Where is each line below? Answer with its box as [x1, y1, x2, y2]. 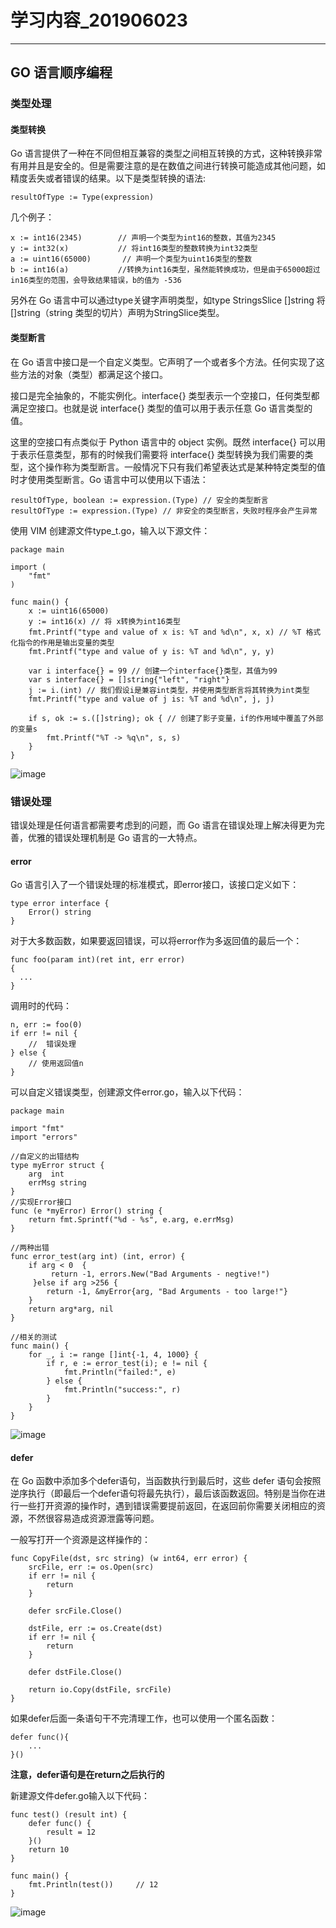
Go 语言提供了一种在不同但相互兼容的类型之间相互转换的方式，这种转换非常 [10, 147, 323, 160]
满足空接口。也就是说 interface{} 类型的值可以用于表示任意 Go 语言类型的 [10, 402, 313, 414]
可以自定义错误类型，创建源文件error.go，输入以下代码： [10, 1086, 245, 1098]
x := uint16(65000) [28, 606, 110, 616]
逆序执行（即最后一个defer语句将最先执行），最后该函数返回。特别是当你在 [10, 1487, 317, 1500]
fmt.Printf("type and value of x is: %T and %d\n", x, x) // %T [28, 627, 302, 637]
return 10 [28, 1845, 70, 1855]
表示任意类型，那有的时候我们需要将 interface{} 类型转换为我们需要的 [18, 448, 305, 460]
